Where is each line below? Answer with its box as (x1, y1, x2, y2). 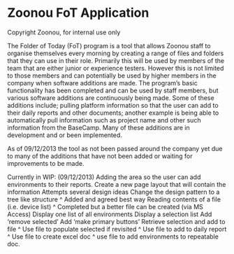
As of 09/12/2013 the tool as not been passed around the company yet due (7, 144, 223, 153)
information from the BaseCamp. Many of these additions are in (7, 123, 190, 132)
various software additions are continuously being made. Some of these (7, 93, 214, 102)
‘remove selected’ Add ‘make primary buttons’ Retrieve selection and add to (7, 217, 226, 225)
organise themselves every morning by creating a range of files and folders (7, 49, 224, 57)
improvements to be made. (7, 159, 85, 167)
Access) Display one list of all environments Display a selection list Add (7, 210, 212, 218)
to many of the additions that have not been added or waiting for (7, 152, 193, 160)
